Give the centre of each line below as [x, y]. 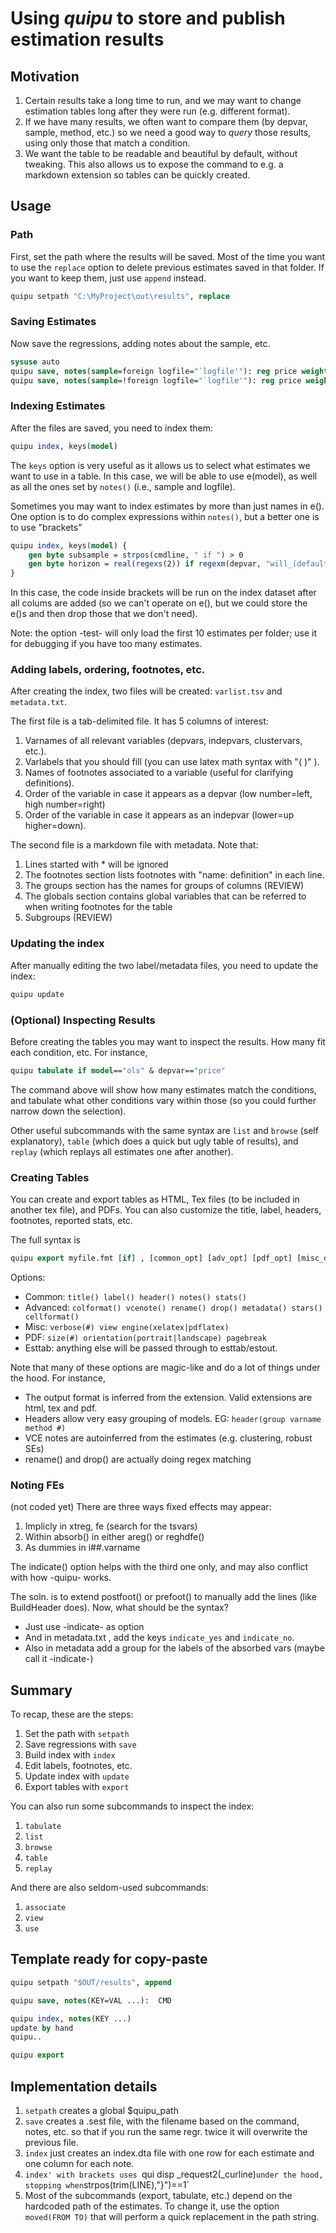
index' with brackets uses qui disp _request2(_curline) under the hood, [174, 2174]
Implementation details [84, 2086]
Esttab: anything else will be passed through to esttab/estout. [151, 1348]
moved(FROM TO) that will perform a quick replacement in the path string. [172, 2216]
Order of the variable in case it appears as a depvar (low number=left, [168, 794]
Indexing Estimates [58, 406]
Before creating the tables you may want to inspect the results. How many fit [168, 1041]
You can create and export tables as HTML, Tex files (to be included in [155, 1199]
